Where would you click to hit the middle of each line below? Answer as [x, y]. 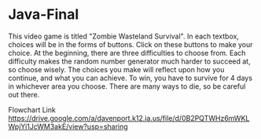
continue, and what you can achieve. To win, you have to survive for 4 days [130, 78]
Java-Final [44, 15]
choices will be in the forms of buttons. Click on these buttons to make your [130, 44]
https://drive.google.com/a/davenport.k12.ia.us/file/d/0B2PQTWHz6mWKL [129, 118]
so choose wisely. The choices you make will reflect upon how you [116, 69]
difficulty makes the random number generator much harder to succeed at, [129, 61]
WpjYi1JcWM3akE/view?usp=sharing [68, 126]
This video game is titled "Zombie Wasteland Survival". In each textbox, [124, 36]
